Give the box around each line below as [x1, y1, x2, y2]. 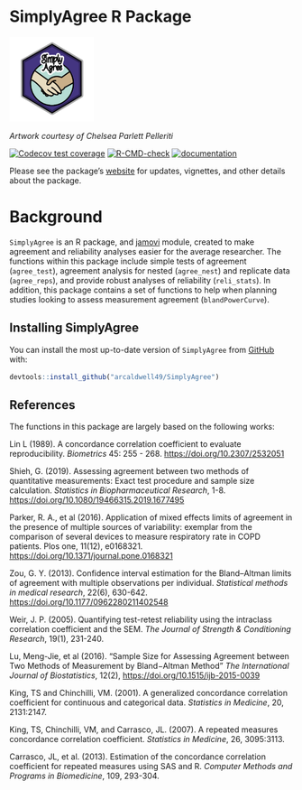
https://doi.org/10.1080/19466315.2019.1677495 [9, 495, 185, 506]
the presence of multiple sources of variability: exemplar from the [9, 522, 252, 533]
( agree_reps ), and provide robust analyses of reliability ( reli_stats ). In [9, 274, 271, 285]
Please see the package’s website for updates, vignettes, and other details [9, 165, 286, 176]
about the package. [9, 174, 82, 186]
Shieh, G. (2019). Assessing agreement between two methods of [9, 466, 250, 477]
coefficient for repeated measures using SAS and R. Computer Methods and [9, 761, 293, 772]
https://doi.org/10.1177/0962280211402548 [9, 597, 169, 608]
